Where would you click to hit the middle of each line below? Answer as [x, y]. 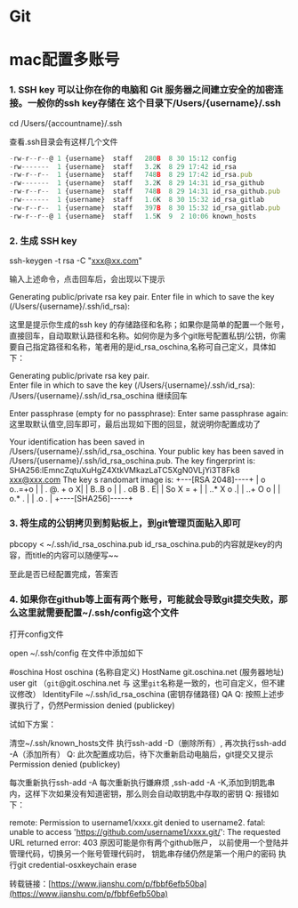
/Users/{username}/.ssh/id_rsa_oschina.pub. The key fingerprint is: [133, 461]
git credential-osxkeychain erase [77, 864]
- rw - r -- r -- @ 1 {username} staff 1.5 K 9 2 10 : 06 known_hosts [133, 216]
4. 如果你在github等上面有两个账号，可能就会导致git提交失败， [144, 599]
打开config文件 [36, 634]
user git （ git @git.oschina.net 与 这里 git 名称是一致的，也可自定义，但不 [143, 683]
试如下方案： [32, 724]
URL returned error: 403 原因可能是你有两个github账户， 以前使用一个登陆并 [149, 842]
